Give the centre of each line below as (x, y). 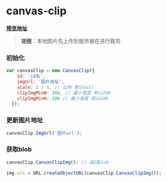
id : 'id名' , (31, 76)
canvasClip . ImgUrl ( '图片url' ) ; (44, 133)
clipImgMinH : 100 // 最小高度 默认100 (63, 98)
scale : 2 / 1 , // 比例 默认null (55, 87)
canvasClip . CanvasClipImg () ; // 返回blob (58, 162)
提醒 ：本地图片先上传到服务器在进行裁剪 (71, 41)
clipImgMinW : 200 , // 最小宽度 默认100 (64, 93)
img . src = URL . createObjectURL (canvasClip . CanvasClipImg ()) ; (84, 173)
